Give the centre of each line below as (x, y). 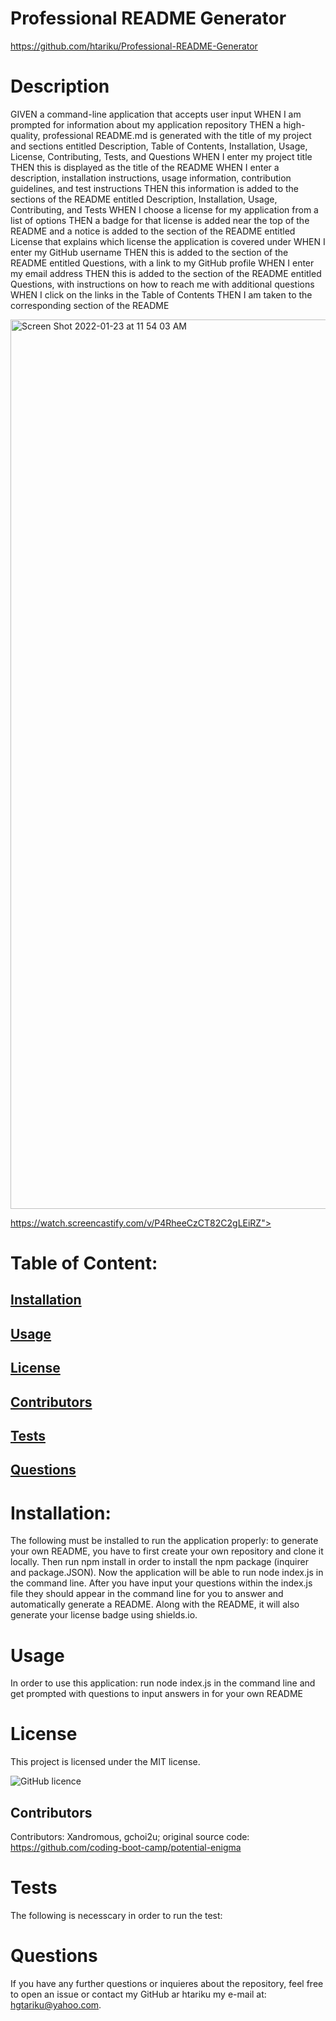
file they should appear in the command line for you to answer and (147, 1594)
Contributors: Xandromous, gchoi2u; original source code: (130, 1837)
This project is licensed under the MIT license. (105, 1762)
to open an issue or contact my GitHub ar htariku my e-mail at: (138, 1994)
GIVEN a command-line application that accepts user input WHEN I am (156, 114)
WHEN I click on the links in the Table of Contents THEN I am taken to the (161, 294)
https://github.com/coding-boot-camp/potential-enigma (126, 1848)
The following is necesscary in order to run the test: (116, 1915)
